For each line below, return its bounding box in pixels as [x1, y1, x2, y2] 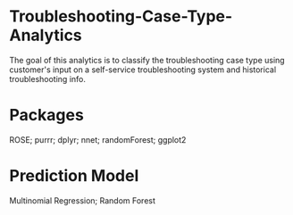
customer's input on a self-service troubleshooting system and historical [9, 64, 277, 75]
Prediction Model [9, 166, 139, 186]
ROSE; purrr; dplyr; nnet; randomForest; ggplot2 [9, 134, 187, 145]
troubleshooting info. [9, 73, 87, 84]
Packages [9, 105, 85, 126]
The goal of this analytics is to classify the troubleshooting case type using [9, 54, 285, 65]
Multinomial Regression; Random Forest [9, 194, 156, 206]
